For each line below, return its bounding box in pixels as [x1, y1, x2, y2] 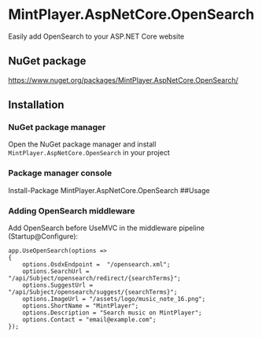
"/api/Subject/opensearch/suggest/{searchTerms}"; [8, 288, 178, 296]
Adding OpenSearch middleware [8, 205, 135, 216]
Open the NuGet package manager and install [8, 139, 157, 149]
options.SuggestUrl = [22, 281, 93, 289]
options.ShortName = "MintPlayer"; [22, 302, 139, 310]
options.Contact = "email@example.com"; [22, 316, 157, 324]
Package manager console [8, 168, 113, 179]
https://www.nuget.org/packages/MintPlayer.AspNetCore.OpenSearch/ [8, 75, 238, 84]
